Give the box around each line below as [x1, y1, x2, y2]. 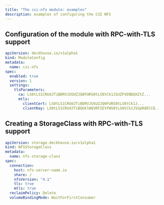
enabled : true [9, 73, 38, 79]
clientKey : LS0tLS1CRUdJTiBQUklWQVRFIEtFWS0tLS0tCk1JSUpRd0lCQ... [23, 105, 162, 111]
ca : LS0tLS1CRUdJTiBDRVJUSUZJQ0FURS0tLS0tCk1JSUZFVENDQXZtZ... [18, 92, 151, 97]
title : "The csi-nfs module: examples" [5, 7, 87, 12]
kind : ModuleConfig [5, 55, 45, 61]
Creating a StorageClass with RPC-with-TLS [5, 119, 143, 128]
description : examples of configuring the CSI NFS [5, 12, 111, 17]
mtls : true [14, 186, 36, 191]
